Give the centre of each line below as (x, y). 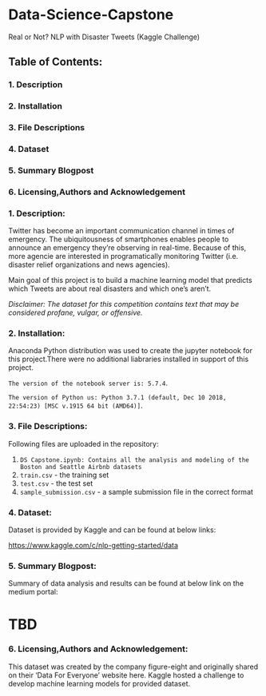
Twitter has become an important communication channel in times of (121, 231)
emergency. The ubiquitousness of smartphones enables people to (119, 239)
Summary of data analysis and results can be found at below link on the (126, 583)
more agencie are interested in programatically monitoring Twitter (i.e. (123, 257)
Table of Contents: (56, 62)
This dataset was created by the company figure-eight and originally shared (133, 666)
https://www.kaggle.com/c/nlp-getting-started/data (93, 546)
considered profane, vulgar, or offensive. (75, 312)
